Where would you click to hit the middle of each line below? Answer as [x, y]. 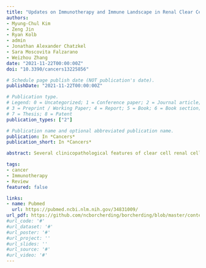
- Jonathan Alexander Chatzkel [46, 47]
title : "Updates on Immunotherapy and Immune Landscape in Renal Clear [100, 12]
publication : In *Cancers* [41, 136]
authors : [17, 18]
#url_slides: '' [27, 244]
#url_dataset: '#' [30, 227]
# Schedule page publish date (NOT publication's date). [81, 80]
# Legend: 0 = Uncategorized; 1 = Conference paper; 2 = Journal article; [104, 103]
